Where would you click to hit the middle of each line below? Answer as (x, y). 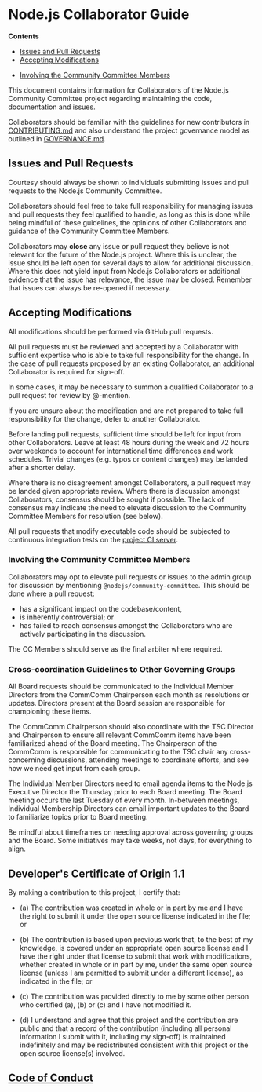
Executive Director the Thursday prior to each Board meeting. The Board (126, 792)
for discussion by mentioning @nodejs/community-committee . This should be (129, 585)
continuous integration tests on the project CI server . (93, 539)
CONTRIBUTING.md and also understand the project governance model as (129, 130)
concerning (27, 760)
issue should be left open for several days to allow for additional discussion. (131, 263)
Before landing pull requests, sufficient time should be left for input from (125, 434)
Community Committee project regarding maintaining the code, (110, 98)
